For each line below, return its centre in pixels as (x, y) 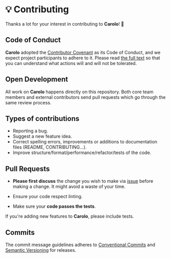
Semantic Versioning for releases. (41, 250)
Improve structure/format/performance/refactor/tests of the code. (82, 153)
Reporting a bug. (30, 131)
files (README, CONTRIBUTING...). (50, 147)
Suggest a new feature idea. (42, 136)
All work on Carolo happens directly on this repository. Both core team (79, 92)
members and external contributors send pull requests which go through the (86, 97)
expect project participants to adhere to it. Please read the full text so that (83, 58)
